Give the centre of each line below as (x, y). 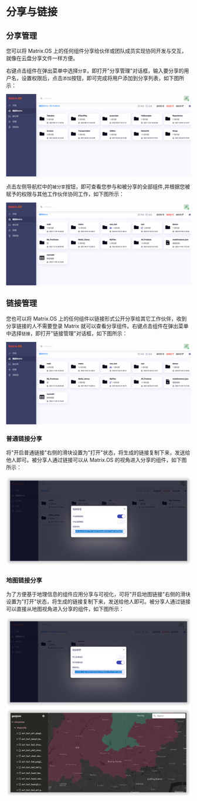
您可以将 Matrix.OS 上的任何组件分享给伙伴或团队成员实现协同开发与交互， (96, 51)
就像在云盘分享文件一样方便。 (42, 58)
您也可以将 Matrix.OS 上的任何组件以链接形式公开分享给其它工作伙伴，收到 (96, 318)
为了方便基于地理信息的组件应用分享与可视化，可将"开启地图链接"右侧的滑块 (98, 594)
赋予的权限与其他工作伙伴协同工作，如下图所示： (65, 194)
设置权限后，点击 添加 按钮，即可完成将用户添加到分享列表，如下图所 (103, 78)
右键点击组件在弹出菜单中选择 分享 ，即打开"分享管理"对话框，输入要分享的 (95, 71)
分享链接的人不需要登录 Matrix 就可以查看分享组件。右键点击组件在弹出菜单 (97, 326)
